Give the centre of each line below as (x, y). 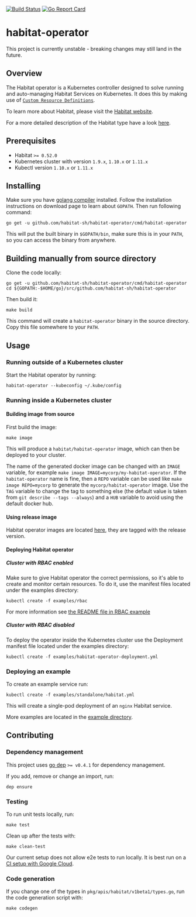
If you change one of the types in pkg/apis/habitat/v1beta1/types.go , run (95, 891)
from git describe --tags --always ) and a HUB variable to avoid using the (94, 497)
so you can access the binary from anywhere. (61, 240)
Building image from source (40, 414)
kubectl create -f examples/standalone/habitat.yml (70, 695)
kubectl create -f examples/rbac (47, 601)
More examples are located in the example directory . (70, 717)
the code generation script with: (44, 898)
